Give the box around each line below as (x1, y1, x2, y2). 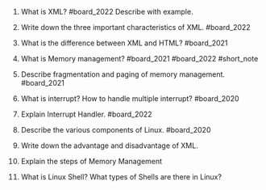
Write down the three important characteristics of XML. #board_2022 (20, 23, 251, 32)
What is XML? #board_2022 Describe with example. (20, 7, 193, 16)
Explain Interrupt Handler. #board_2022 (20, 109, 152, 119)
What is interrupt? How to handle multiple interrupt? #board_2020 (20, 94, 239, 103)
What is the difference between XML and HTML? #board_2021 (20, 38, 228, 48)
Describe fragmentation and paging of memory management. (20, 70, 225, 79)
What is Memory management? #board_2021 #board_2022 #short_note (20, 54, 259, 63)
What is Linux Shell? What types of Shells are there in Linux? (20, 172, 222, 181)
